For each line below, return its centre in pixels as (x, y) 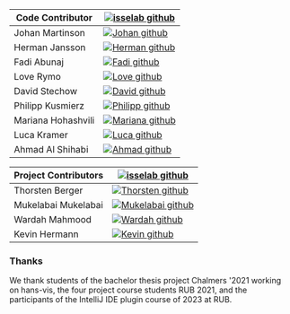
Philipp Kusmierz (49, 105)
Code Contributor (54, 17)
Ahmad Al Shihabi (51, 149)
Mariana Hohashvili (54, 120)
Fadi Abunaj (39, 62)
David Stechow (46, 91)
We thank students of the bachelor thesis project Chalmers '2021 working (145, 281)
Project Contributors (59, 175)
